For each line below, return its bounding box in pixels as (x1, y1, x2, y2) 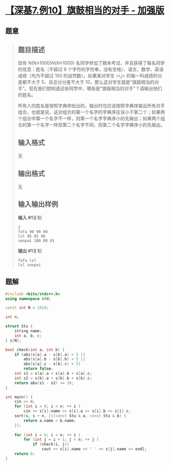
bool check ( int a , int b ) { (5, 347, 65, 352)
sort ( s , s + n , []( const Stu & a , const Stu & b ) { (14, 413, 126, 419)
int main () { (5, 394, 33, 400)
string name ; (14, 329, 42, 334)
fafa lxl (17, 258, 37, 263)
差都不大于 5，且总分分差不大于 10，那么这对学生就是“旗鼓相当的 (17, 79, 155, 85)
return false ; (23, 366, 53, 372)
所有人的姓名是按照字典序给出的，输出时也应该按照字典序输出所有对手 (17, 103, 165, 109)
